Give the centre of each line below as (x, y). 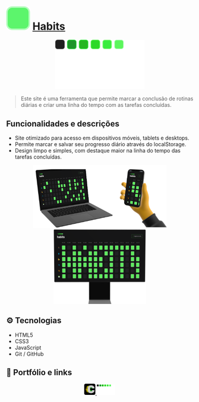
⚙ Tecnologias (34, 321)
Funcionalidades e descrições (63, 124)
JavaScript (28, 347)
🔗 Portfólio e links (39, 373)
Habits (49, 26)
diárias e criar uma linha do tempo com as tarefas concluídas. (96, 105)
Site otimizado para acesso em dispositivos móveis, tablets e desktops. (102, 138)
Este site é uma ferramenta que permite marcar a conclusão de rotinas (107, 99)
